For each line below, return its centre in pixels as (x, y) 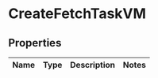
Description (92, 65)
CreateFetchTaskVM (77, 14)
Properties (35, 43)
